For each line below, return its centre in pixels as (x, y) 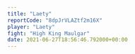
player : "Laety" (31, 27)
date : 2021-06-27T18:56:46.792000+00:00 (68, 40)
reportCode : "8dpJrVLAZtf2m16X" (55, 20)
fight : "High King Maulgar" (49, 33)
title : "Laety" (30, 14)
